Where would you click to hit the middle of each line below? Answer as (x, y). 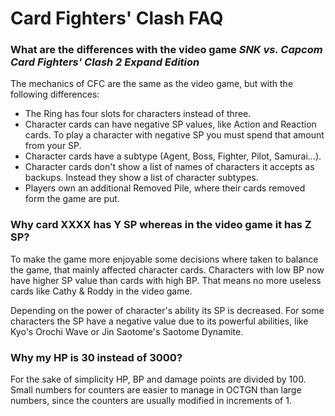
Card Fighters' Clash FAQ (117, 18)
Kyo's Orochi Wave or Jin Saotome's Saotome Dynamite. (127, 331)
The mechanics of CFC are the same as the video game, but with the (152, 84)
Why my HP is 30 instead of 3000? (96, 357)
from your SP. (53, 146)
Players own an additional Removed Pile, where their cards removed (165, 188)
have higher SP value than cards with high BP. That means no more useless (166, 280)
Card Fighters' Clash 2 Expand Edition (105, 62)
